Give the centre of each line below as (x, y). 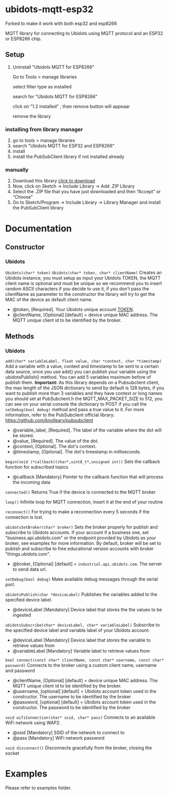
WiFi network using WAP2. (33, 722)
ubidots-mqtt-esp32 (49, 9)
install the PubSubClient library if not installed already (69, 157)
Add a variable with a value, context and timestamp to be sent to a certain (82, 366)
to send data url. (30, 569)
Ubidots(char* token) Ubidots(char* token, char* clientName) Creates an (83, 272)
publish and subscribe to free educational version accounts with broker (80, 548)
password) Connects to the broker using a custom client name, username (81, 665)
